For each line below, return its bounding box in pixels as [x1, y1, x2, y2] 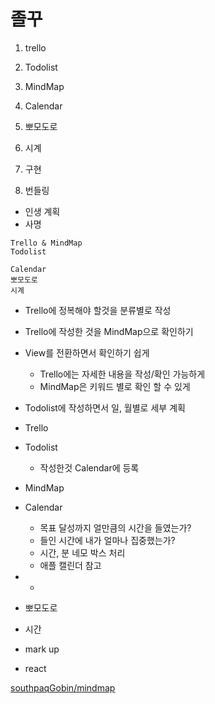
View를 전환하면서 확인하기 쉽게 [24, 346, 150, 359]
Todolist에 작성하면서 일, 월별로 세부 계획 [24, 401, 186, 414]
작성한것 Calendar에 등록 [39, 461, 140, 474]
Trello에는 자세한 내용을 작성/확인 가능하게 [39, 368, 206, 380]
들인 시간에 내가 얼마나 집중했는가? [39, 534, 176, 546]
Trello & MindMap [10, 238, 83, 248]
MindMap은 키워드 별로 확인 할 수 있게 [39, 380, 191, 392]
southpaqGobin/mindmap [10, 681, 116, 694]
